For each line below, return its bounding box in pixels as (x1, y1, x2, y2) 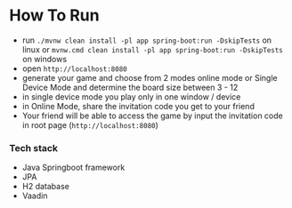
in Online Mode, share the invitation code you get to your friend (21, 100, 255, 111)
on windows (21, 53, 68, 64)
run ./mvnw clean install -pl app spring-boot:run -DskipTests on (21, 35, 272, 45)
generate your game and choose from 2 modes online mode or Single (21, 72, 278, 83)
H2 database (21, 181, 69, 192)
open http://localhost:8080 (21, 63, 127, 74)
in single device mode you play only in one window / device (21, 91, 241, 102)
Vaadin (21, 190, 48, 201)
